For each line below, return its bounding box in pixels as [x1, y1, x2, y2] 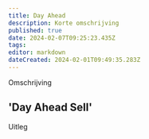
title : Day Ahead [8, 11, 66, 20]
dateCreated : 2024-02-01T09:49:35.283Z [8, 56, 141, 64]
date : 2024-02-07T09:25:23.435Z [8, 33, 116, 42]
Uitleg [8, 122, 28, 131]
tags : [8, 41, 26, 49]
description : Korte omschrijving [8, 19, 120, 27]
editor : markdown [8, 48, 66, 56]
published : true [8, 26, 62, 34]
